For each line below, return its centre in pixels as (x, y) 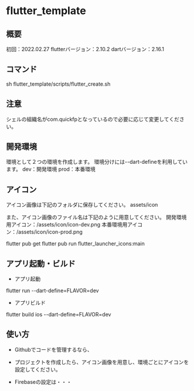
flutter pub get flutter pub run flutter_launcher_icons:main (76, 244)
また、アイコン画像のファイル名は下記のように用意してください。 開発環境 (96, 217)
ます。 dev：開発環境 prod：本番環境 (51, 169)
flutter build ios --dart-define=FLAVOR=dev (59, 315)
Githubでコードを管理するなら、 (53, 349)
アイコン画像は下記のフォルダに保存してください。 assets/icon (82, 205)
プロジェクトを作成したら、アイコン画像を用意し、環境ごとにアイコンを (102, 362)
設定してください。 (38, 369)
